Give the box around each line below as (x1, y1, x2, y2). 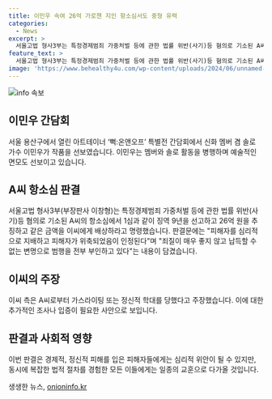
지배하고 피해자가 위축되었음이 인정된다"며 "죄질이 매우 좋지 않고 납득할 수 (23, 236, 257, 246)
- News (15, 27, 38, 35)
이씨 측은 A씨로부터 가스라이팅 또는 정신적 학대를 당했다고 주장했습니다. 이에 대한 (8, 295, 264, 305)
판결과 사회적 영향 (8, 331, 92, 345)
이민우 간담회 (8, 114, 70, 128)
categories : (8, 19, 49, 28)
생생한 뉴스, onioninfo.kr (8, 382, 87, 391)
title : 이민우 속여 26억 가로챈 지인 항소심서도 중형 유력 (8, 11, 178, 20)
